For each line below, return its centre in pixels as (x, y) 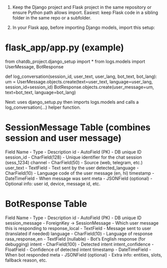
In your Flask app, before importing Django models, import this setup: (84, 27)
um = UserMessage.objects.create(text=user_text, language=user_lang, (79, 81)
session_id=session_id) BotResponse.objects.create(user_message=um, (80, 87)
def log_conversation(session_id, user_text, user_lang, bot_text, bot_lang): (81, 76)
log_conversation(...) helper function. (43, 107)
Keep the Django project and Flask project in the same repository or (82, 7)
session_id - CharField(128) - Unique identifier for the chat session (74, 157)
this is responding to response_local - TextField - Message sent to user (78, 228)
